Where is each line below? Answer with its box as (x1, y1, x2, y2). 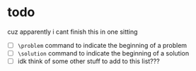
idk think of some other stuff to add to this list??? (17, 57, 161, 65)
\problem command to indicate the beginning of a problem (17, 41, 188, 49)
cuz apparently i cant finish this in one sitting (7, 27, 138, 36)
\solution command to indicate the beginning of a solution (17, 49, 190, 57)
